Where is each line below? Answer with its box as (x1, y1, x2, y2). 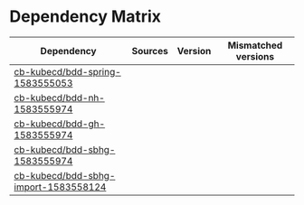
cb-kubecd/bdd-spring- (14, 65, 122, 78)
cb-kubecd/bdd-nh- (14, 91, 106, 104)
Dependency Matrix (9, 6, 161, 27)
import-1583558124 (14, 181, 107, 193)
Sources (131, 44, 169, 57)
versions (235, 50, 274, 62)
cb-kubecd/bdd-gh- (14, 117, 106, 130)
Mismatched (227, 39, 283, 51)
